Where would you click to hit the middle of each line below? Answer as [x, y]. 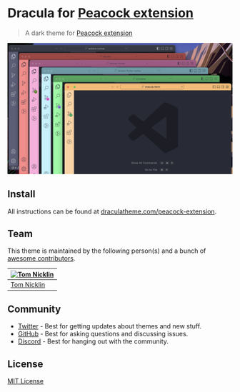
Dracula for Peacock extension [101, 13]
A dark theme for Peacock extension [79, 33]
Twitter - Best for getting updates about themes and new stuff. [110, 326]
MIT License [26, 381]
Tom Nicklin [28, 285]
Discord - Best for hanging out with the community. [93, 341]
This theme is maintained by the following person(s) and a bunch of [107, 251]
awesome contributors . [41, 258]
